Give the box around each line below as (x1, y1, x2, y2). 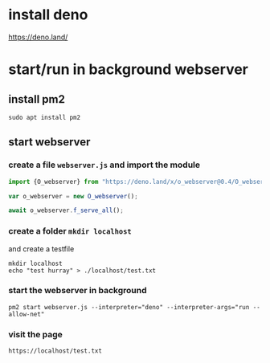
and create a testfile (8, 243, 75, 254)
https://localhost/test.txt (8, 347, 103, 355)
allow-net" (8, 310, 45, 318)
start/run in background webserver (8, 60, 249, 79)
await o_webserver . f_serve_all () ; (8, 206, 125, 214)
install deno (8, 6, 88, 24)
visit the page (8, 328, 63, 340)
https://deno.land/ (8, 32, 68, 42)
